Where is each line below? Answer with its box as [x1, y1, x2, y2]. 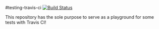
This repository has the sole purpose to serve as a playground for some [5, 14, 154, 20]
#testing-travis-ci [5, 5, 42, 10]
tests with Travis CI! [5, 20, 46, 25]
